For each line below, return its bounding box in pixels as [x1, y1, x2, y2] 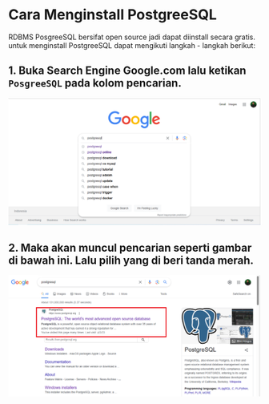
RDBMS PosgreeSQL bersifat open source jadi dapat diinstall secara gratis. [8, 32, 256, 42]
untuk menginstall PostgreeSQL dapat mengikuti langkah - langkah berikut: [8, 40, 256, 50]
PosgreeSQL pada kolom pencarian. [8, 76, 182, 90]
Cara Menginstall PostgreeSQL [8, 6, 218, 24]
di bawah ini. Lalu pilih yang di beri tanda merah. [8, 253, 255, 267]
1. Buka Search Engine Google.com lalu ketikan [8, 64, 247, 78]
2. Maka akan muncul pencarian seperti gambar [8, 240, 252, 254]
